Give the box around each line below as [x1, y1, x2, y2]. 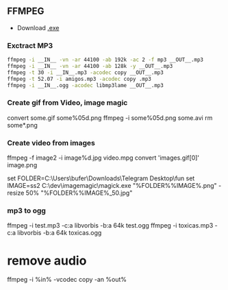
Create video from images [7, 138, 96, 147]
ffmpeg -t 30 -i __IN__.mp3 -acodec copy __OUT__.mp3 [7, 69, 164, 76]
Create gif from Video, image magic [7, 98, 128, 108]
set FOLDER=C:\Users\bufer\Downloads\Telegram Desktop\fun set [7, 174, 195, 182]
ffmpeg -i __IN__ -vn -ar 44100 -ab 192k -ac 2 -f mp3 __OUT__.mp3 [7, 56, 204, 64]
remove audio [7, 253, 87, 268]
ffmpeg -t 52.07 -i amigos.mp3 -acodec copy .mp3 [7, 75, 152, 82]
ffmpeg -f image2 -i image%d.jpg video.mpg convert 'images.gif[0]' [7, 154, 200, 162]
